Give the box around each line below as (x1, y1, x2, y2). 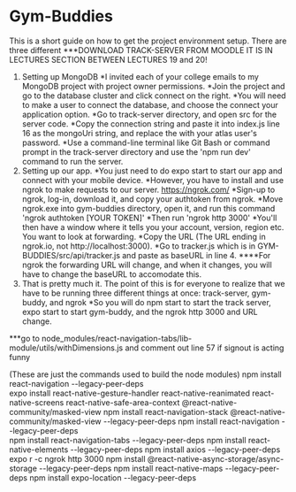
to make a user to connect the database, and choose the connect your (21, 99, 278, 110)
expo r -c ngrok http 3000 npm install (9, 453, 146, 464)
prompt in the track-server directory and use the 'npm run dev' (21, 146, 252, 157)
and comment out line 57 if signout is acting (125, 342, 285, 353)
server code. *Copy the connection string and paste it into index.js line (21, 118, 281, 129)
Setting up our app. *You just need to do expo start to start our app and (21, 165, 283, 176)
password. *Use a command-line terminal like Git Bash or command (21, 137, 270, 148)
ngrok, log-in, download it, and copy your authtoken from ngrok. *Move (21, 193, 284, 204)
